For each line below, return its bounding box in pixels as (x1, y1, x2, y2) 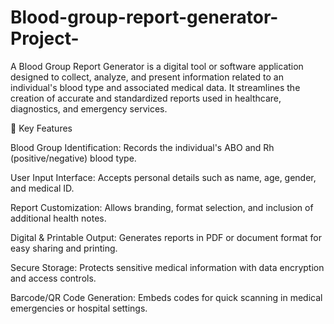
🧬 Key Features (10, 122, 73, 134)
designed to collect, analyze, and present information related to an (10, 71, 284, 83)
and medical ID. (10, 182, 75, 194)
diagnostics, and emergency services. (10, 102, 168, 115)
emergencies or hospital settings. (10, 302, 148, 314)
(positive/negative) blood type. (10, 152, 137, 164)
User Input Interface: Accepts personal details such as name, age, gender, (10, 171, 317, 183)
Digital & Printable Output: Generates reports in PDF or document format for (10, 231, 322, 243)
